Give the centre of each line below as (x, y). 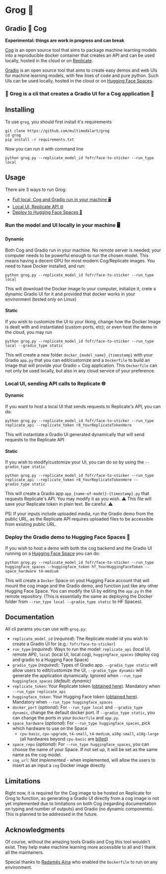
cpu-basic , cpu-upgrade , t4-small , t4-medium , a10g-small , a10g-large (89, 734)
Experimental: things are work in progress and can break (65, 40)
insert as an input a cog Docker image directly (59, 766)
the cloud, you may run (29, 332)
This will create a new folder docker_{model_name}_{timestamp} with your (79, 354)
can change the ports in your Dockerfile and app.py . (66, 718)
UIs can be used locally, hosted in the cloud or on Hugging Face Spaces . (79, 81)
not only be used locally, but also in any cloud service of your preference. (80, 370)
